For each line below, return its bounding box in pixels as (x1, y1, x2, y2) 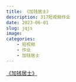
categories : (6, 36, 35, 42)
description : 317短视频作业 (6, 14, 71, 20)
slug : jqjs (6, 25, 33, 31)
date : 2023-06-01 (6, 19, 49, 25)
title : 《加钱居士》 (6, 8, 51, 15)
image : (6, 31, 22, 37)
